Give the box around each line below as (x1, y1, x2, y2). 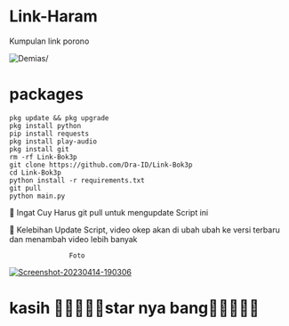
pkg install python (9, 121, 82, 130)
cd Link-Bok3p (9, 167, 62, 177)
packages (9, 85, 84, 104)
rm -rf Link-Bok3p (9, 152, 77, 161)
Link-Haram (9, 6, 98, 27)
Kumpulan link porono (9, 36, 90, 46)
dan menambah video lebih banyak (9, 233, 138, 244)
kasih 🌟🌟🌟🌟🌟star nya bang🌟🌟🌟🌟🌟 (9, 298, 260, 318)
